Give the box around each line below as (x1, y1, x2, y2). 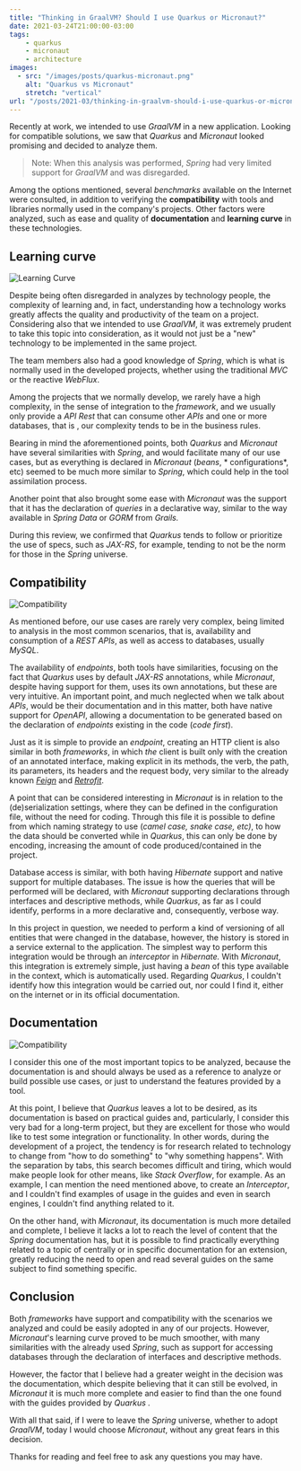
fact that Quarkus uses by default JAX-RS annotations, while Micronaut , (9, 672, 276, 683)
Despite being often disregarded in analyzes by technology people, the (9, 290, 271, 301)
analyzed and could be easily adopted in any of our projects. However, (9, 1322, 271, 1334)
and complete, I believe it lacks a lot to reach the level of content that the (9, 1225, 278, 1236)
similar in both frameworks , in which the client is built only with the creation (9, 746, 288, 757)
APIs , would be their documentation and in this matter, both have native (9, 700, 273, 710)
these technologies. (9, 223, 82, 233)
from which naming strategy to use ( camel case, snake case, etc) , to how (9, 821, 281, 832)
